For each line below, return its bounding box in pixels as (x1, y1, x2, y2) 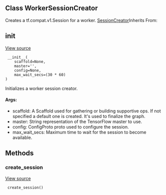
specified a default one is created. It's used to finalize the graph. (12, 113, 145, 119)
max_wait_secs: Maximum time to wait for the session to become (12, 129, 146, 135)
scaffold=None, (14, 59, 46, 64)
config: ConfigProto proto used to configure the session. (12, 123, 129, 129)
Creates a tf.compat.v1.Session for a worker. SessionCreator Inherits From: (5, 17, 157, 23)
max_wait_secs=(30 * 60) (14, 72, 66, 77)
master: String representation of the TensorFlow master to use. (12, 118, 142, 124)
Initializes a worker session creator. (5, 85, 78, 91)
